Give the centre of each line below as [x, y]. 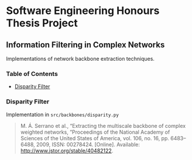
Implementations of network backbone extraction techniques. [80, 59]
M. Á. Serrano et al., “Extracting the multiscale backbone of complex [103, 126]
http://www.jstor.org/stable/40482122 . [67, 151]
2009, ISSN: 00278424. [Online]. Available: [88, 144]
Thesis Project [42, 23]
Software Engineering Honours [83, 11]
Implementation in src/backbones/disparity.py [62, 114]
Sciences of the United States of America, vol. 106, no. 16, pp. [95, 138]
